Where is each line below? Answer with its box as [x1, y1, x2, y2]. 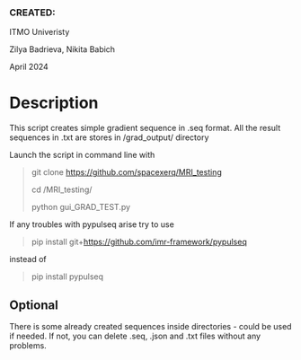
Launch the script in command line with [9, 150, 155, 161]
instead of [9, 254, 47, 265]
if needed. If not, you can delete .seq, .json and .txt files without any [9, 330, 261, 342]
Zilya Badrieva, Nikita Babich [9, 44, 115, 55]
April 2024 [9, 61, 49, 73]
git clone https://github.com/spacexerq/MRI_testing [31, 167, 222, 178]
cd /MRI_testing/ [31, 184, 93, 195]
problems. [9, 340, 47, 351]
